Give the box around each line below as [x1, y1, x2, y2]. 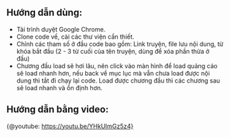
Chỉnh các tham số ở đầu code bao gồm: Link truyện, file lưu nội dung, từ [16, 39, 224, 48]
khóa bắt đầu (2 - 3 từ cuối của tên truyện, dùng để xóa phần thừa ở [16, 47, 210, 55]
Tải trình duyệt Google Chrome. [16, 25, 106, 33]
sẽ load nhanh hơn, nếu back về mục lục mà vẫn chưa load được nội [16, 69, 211, 77]
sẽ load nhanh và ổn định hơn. [16, 83, 103, 92]
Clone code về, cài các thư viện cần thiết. [16, 32, 135, 41]
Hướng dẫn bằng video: [6, 104, 109, 116]
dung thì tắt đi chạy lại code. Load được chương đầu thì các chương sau [16, 76, 220, 85]
